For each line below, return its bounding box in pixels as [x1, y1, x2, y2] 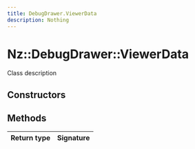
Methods [7, 112, 47, 124]
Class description [7, 69, 57, 77]
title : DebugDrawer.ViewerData [7, 10, 97, 17]
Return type [10, 132, 51, 142]
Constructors [7, 89, 66, 101]
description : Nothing [7, 17, 70, 23]
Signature [57, 132, 90, 142]
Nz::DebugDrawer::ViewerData [7, 46, 189, 62]
